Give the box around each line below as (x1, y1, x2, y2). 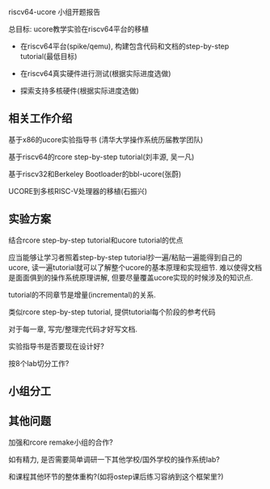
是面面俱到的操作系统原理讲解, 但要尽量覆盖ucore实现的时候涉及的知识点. (8, 272, 253, 282)
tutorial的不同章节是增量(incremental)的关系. (8, 289, 156, 299)
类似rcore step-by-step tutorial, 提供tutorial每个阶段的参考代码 (8, 306, 216, 317)
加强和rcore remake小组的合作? (8, 437, 113, 447)
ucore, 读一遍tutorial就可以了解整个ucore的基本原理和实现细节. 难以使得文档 (8, 262, 263, 272)
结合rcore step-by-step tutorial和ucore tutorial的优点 (8, 235, 184, 245)
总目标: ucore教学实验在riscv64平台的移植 (8, 24, 150, 34)
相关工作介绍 (8, 112, 73, 125)
